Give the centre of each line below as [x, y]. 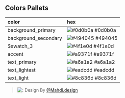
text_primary [22, 62]
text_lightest [22, 70]
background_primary [32, 30]
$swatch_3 [20, 46]
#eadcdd [104, 70]
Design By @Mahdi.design [51, 90]
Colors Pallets [27, 8]
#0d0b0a [105, 30]
